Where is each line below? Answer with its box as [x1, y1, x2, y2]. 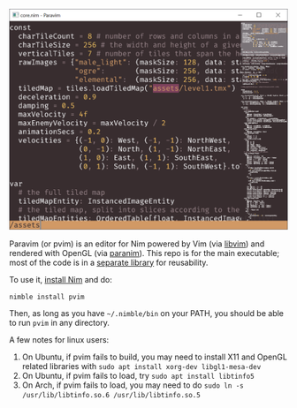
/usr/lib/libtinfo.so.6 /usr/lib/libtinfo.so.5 [21, 390, 201, 399]
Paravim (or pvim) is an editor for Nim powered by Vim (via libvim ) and [9, 238, 265, 249]
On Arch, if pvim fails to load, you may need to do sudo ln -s [21, 380, 245, 390]
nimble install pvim [9, 292, 86, 301]
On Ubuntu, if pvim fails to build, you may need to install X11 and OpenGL [21, 351, 287, 362]
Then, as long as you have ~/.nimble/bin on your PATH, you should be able [9, 307, 285, 318]
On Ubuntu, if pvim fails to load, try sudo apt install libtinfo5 [21, 370, 255, 381]
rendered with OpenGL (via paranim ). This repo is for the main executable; [9, 247, 280, 258]
